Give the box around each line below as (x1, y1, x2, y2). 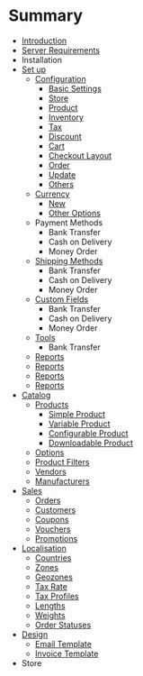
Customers (34, 504, 76, 515)
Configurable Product (48, 427, 129, 438)
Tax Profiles (34, 590, 79, 601)
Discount (48, 131, 82, 142)
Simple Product (48, 408, 105, 419)
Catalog (21, 389, 51, 400)
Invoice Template (34, 648, 99, 659)
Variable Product (48, 418, 111, 429)
